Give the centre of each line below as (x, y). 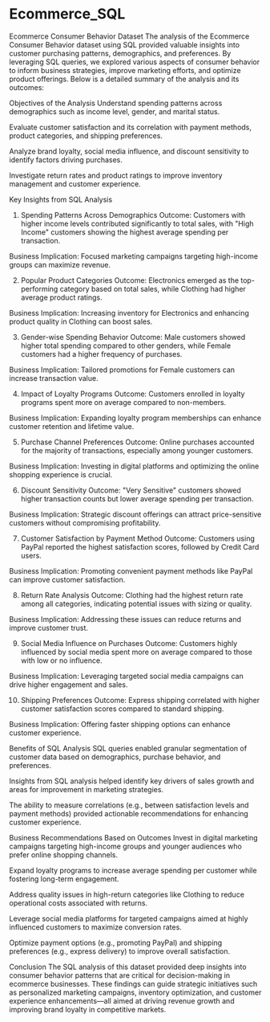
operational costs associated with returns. (78, 903)
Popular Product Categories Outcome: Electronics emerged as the (130, 280)
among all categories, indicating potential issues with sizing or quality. (136, 603)
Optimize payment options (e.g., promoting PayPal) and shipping (116, 942)
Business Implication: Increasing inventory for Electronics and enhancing (129, 313)
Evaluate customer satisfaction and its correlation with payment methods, (130, 127)
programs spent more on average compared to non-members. (123, 402)
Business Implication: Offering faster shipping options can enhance (120, 724)
